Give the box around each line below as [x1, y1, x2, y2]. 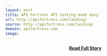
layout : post [5, 7, 33, 13]
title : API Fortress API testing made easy [5, 12, 99, 17]
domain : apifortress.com [5, 26, 58, 32]
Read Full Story [68, 45, 102, 51]
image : [5, 31, 19, 36]
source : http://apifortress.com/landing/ [5, 21, 94, 27]
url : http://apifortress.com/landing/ [5, 17, 87, 22]
